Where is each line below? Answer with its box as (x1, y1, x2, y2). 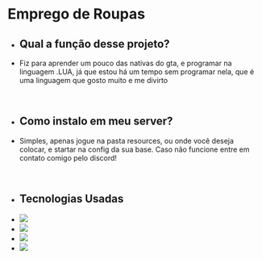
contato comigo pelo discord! (19, 152, 118, 162)
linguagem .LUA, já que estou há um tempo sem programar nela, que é (19, 67, 255, 77)
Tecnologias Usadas (19, 192, 124, 206)
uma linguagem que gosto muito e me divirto (19, 76, 168, 85)
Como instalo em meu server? (19, 115, 173, 128)
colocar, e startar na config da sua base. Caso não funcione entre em (19, 144, 251, 154)
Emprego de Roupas (7, 5, 146, 23)
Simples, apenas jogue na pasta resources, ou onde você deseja (19, 136, 235, 145)
